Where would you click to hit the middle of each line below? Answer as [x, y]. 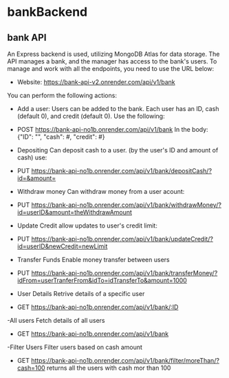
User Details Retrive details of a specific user [81, 294]
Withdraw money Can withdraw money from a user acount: [101, 191]
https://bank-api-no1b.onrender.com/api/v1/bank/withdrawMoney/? [127, 205]
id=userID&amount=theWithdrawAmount [75, 212]
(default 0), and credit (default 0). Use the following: [91, 116]
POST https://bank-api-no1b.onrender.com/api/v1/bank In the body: [112, 129]
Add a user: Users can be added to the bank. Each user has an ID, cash [118, 109]
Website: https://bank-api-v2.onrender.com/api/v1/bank [96, 82]
